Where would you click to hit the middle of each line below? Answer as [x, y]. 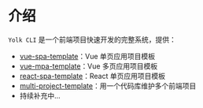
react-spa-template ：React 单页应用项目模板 [92, 76]
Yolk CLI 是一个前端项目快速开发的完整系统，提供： [92, 39]
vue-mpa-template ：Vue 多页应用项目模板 [89, 66]
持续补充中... [40, 95]
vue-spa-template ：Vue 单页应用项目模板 [87, 56]
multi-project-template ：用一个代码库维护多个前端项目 [108, 86]
